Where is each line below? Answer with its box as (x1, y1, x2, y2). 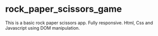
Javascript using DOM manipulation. (5, 25, 80, 31)
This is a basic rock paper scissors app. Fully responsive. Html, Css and (5, 20, 153, 26)
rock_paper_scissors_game (5, 3, 122, 15)
